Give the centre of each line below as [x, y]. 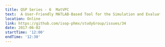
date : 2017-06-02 [23, 28]
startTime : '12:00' [25, 32]
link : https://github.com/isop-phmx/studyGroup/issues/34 [66, 23]
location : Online [23, 19]
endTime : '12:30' [23, 37]
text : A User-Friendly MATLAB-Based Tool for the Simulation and [74, 14]
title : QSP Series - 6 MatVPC [37, 10]
